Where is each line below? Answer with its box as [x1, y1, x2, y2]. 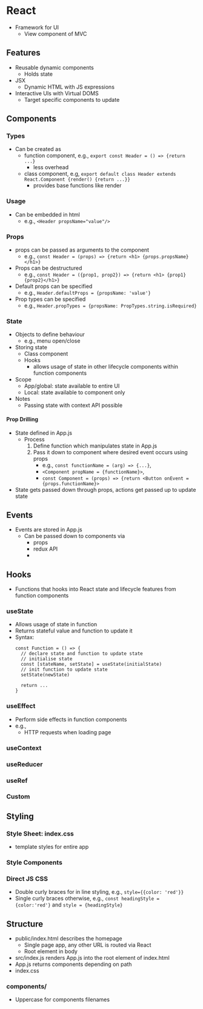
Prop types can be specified [15, 295, 86, 303]
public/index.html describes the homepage [15, 935, 122, 942]
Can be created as [15, 146, 62, 153]
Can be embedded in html [15, 210, 80, 218]
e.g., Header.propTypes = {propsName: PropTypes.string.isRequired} [24, 302, 197, 309]
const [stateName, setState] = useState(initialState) [21, 662, 162, 668]
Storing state [15, 344, 47, 351]
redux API [33, 545, 58, 552]
